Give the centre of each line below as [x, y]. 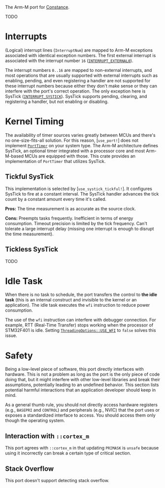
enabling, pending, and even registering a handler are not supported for [78, 80]
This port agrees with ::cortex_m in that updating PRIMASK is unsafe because [82, 448]
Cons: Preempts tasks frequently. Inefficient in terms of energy [69, 218]
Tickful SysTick [30, 177]
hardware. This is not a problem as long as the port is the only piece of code [82, 374]
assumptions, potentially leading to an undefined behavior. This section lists [82, 385]
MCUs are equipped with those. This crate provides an [80, 156]
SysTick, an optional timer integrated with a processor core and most [75, 151]
